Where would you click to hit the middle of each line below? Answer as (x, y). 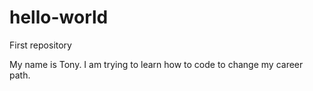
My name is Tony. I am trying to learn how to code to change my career (156, 64)
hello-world (59, 17)
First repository (40, 45)
